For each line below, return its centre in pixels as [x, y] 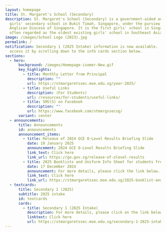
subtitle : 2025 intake [41, 194]
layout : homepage [23, 10]
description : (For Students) [57, 93]
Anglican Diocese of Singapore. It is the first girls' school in [79, 28]
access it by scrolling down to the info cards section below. [76, 51]
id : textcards [33, 199]
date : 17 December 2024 [52, 167]
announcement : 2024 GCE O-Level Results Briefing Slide [86, 148]
